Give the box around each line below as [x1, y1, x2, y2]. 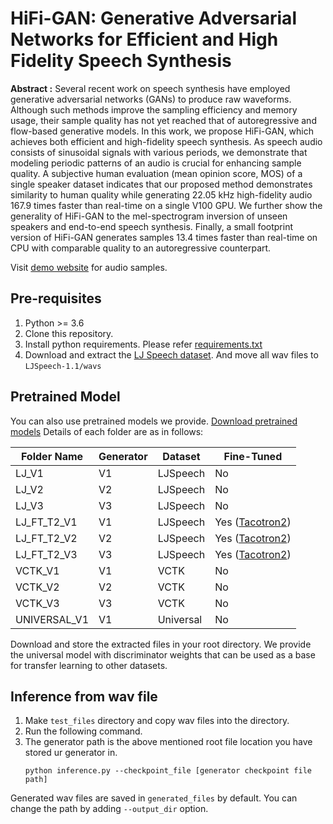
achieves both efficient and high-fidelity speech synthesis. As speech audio [10, 135, 323, 147]
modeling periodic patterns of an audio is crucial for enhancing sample [10, 157, 302, 169]
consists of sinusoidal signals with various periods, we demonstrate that [10, 146, 308, 158]
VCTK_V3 [15, 596, 60, 610]
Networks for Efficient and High [10, 28, 279, 51]
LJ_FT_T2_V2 [15, 531, 78, 545]
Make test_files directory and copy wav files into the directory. [24, 715, 290, 727]
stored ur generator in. [24, 747, 118, 759]
